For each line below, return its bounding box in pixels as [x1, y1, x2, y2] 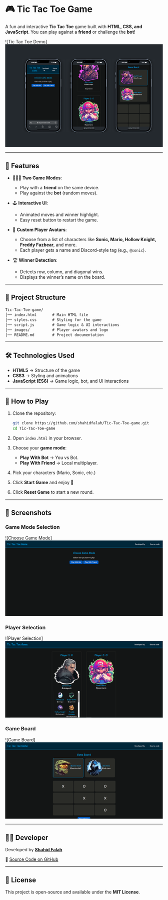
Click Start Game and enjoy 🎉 [12, 480, 74, 486]
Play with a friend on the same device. [19, 185, 99, 191]
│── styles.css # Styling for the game [5, 317, 101, 322]
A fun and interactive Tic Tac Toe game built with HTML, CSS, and [5, 23, 142, 30]
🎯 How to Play [5, 397, 49, 406]
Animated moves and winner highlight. [19, 211, 99, 218]
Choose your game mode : [12, 445, 67, 451]
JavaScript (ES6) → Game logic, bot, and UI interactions [12, 378, 129, 384]
